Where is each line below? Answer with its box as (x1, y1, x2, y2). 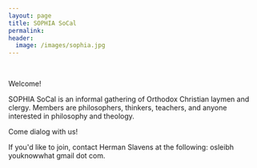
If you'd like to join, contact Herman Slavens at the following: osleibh (8, 142, 235, 152)
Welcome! (8, 79, 42, 89)
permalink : (8, 26, 45, 34)
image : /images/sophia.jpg (15, 42, 106, 50)
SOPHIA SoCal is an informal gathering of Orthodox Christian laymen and (8, 94, 250, 104)
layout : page (8, 11, 52, 20)
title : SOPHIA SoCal (8, 19, 78, 27)
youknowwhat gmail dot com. (8, 151, 106, 161)
